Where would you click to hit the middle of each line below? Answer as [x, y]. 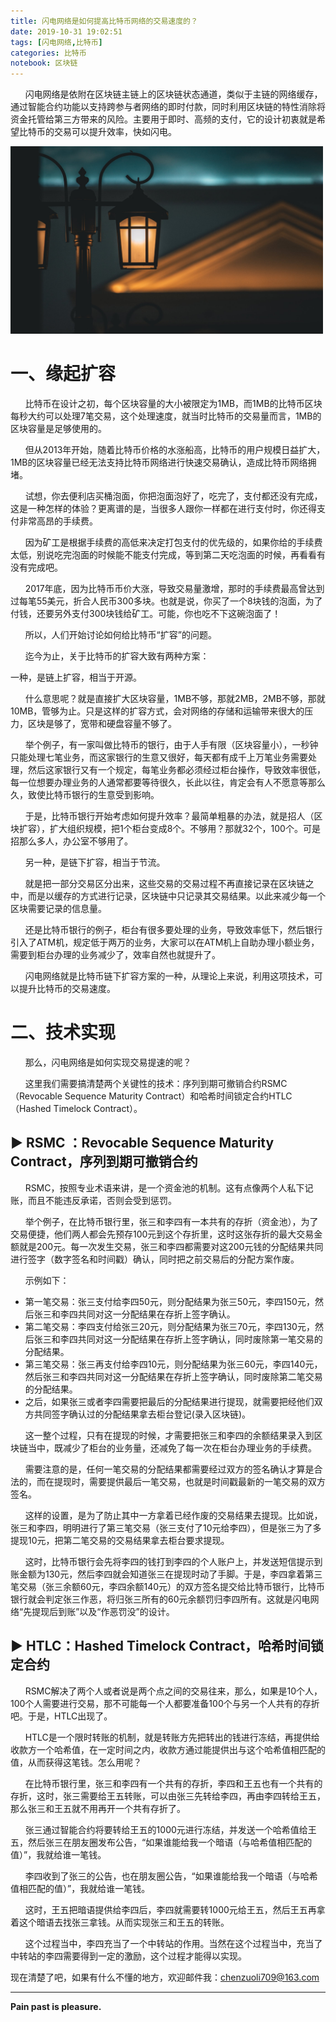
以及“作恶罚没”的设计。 [127, 1611]
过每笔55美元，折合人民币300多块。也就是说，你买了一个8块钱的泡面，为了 [166, 601]
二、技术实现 [63, 1032]
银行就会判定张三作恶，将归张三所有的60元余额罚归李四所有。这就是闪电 [160, 1599]
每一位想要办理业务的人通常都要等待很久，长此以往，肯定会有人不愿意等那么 [168, 782]
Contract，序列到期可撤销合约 [104, 1161]
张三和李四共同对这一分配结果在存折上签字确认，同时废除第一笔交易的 [178, 1339]
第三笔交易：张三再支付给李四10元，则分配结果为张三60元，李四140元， [173, 1364]
